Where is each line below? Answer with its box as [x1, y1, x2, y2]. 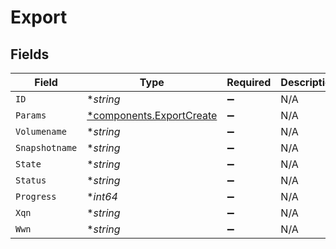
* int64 [86, 190, 118, 203]
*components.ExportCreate [86, 109, 218, 122]
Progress [15, 191, 57, 202]
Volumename [15, 126, 67, 137]
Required [226, 76, 272, 89]
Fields [10, 46, 50, 63]
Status [15, 175, 47, 186]
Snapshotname [15, 142, 78, 153]
